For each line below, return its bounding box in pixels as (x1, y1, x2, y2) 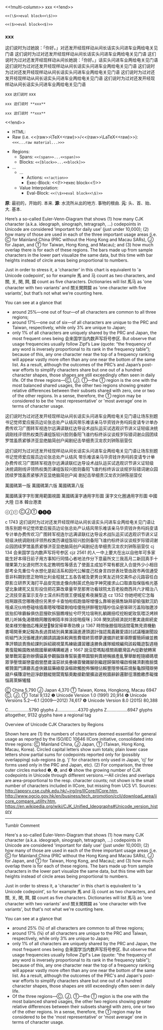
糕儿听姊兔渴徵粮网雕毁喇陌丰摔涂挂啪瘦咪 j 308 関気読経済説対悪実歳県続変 (5, 617, 158, 622)
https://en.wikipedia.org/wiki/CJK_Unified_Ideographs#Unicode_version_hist (5, 804, 158, 809)
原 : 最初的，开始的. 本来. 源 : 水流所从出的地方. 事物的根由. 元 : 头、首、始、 (5, 200, 154, 206)
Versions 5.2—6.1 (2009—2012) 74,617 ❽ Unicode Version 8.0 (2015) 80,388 (5, 697, 158, 703)
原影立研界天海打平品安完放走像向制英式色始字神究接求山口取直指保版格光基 (5, 580, 158, 586)
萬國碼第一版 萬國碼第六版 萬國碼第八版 (5, 483, 84, 488)
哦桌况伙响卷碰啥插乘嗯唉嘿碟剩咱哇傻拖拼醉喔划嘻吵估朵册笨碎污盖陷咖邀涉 (5, 604, 158, 610)
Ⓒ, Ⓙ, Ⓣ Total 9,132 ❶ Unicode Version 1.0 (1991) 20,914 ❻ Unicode (5, 693, 147, 698)
